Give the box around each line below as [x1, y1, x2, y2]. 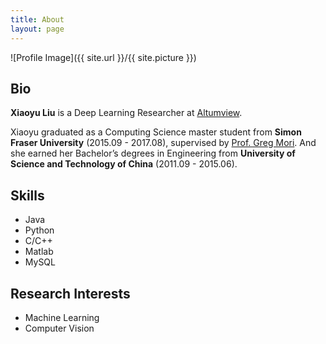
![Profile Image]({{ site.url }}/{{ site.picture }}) [10, 51, 197, 63]
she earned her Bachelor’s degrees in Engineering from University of [10, 147, 296, 160]
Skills [10, 187, 45, 204]
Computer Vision [24, 322, 95, 334]
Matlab [24, 246, 54, 258]
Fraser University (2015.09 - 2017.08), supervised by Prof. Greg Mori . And [10, 137, 317, 149]
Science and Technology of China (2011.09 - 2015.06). [10, 158, 238, 170]
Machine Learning [24, 311, 100, 323]
